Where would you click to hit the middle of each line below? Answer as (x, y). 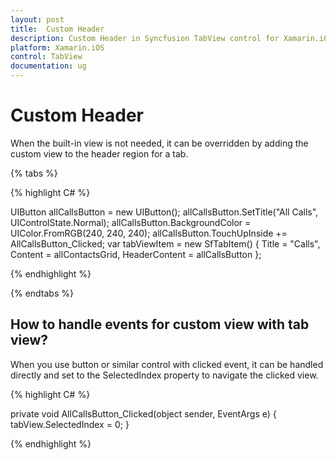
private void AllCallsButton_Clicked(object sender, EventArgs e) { (143, 413)
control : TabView (46, 57)
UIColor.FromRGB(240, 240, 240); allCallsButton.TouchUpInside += (149, 233)
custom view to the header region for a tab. (99, 153)
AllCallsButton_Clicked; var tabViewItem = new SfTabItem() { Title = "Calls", (165, 243)
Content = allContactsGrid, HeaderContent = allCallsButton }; (136, 254)
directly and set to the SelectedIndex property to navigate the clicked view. (164, 375)
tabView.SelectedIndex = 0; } (70, 424)
